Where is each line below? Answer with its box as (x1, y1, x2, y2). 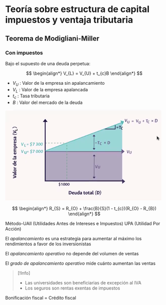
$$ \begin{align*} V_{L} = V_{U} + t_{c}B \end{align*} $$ (26, 70, 143, 76)
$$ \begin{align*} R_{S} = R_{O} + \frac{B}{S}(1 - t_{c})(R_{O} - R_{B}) (12, 206, 157, 212)
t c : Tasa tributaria (12, 93, 50, 100)
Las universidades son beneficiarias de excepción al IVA (25, 280, 141, 286)
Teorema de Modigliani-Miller (5, 34, 99, 43)
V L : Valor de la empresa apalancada (12, 86, 88, 94)
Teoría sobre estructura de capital (5, 4, 149, 15)
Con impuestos (5, 49, 43, 56)
